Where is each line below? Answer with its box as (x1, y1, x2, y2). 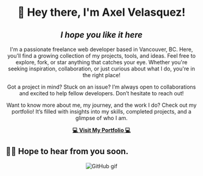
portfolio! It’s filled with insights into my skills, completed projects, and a (11, 108, 192, 115)
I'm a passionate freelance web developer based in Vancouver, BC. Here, (10, 46, 193, 53)
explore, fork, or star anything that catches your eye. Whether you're (15, 59, 188, 66)
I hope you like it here (60, 30, 143, 40)
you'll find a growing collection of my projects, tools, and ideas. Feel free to (7, 52, 196, 59)
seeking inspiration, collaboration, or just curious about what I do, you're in (8, 65, 195, 72)
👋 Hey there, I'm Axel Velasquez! (17, 5, 186, 19)
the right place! (82, 72, 121, 78)
